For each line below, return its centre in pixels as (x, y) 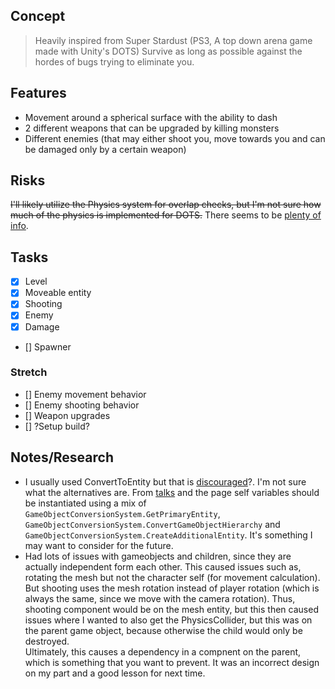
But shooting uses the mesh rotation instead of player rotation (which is (172, 588)
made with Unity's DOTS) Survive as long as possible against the (168, 51)
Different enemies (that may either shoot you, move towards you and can (175, 138)
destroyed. (47, 641)
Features (38, 93)
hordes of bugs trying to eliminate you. (114, 61)
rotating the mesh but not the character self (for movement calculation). (172, 577)
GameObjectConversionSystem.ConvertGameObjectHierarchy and (152, 524)
